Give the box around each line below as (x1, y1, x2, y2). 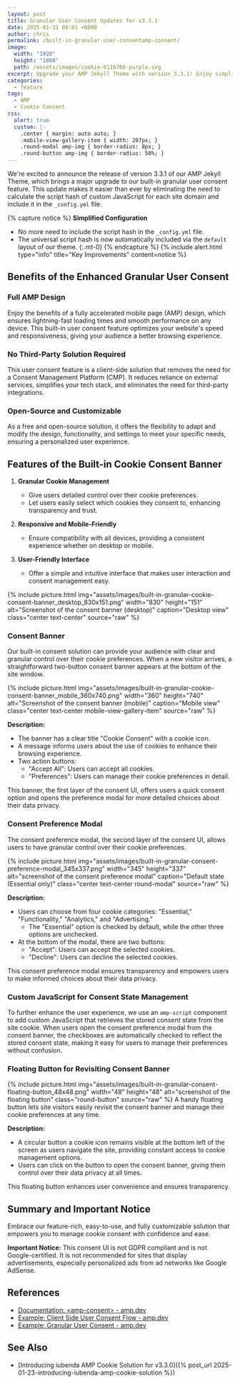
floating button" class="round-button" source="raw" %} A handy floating (7, 1095, 224, 1104)
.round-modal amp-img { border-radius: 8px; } (20, 144, 161, 151)
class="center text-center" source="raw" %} (7, 613, 140, 622)
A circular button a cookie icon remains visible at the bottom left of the (17, 1138, 225, 1147)
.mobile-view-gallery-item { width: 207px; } (20, 136, 159, 144)
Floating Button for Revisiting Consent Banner (7, 1063, 170, 1073)
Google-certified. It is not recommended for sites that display (7, 1251, 188, 1260)
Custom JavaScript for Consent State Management (7, 992, 189, 1002)
